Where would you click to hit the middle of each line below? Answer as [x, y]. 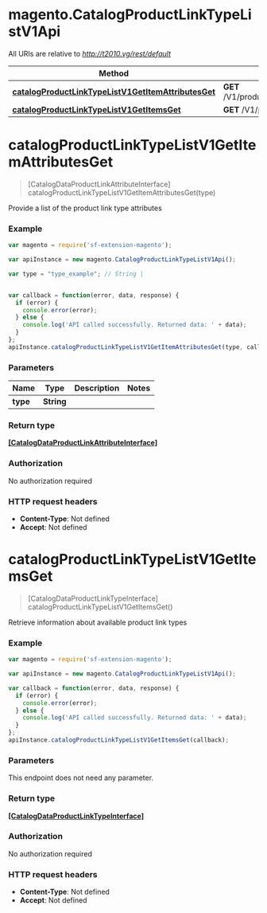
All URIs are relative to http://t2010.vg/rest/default [89, 53]
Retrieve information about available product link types [98, 622]
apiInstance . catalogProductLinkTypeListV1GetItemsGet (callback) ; [118, 740]
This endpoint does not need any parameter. [81, 778]
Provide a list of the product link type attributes [85, 208]
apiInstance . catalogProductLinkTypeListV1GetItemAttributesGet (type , [126, 347]
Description [97, 388]
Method [114, 73]
